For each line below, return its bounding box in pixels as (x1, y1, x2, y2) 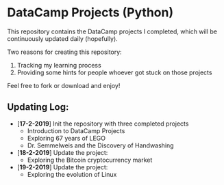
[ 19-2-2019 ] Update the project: (16, 162, 108, 171)
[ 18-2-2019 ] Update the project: (16, 148, 108, 156)
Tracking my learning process (16, 61, 101, 69)
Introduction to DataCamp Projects (27, 126, 125, 134)
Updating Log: (7, 101, 69, 113)
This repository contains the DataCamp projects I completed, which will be (7, 27, 218, 35)
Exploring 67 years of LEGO (27, 134, 106, 142)
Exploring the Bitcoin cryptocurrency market (27, 156, 153, 164)
